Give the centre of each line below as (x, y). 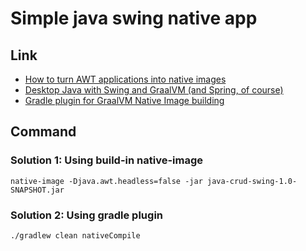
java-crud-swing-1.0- (252, 181)
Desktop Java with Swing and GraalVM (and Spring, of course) (154, 90)
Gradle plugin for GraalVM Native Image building (124, 100)
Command (43, 132)
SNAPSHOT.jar (37, 190)
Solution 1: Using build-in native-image (107, 160)
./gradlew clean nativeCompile (75, 235)
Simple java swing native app (134, 18)
